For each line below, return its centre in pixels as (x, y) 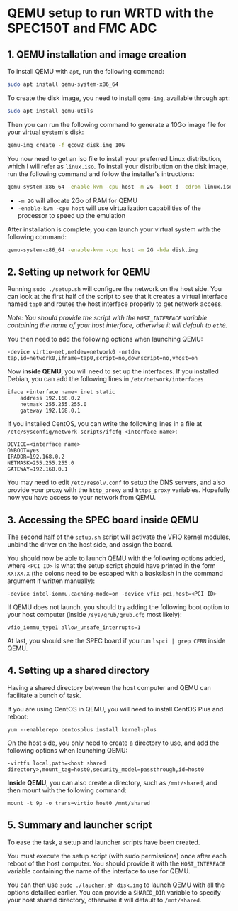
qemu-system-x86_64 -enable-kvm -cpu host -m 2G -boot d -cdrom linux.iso (120, 187)
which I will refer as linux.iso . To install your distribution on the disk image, (118, 166)
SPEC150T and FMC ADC (82, 28)
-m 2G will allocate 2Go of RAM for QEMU (78, 200)
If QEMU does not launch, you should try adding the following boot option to (119, 607)
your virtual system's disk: (46, 132)
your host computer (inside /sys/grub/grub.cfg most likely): (95, 615)
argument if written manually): (51, 581)
